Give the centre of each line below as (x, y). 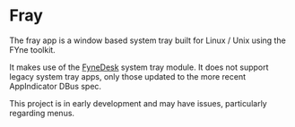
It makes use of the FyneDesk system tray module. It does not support (139, 67)
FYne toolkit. (32, 49)
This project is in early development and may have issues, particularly (138, 103)
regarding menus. (42, 113)
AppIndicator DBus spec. (55, 86)
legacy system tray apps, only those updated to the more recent (128, 76)
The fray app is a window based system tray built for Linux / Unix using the (148, 40)
